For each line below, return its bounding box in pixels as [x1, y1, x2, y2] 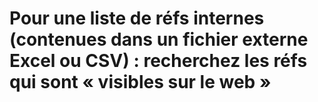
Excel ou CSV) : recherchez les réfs [9, 50, 308, 72]
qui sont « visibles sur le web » [9, 71, 272, 94]
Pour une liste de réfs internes [9, 7, 265, 30]
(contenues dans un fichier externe [9, 28, 309, 51]
